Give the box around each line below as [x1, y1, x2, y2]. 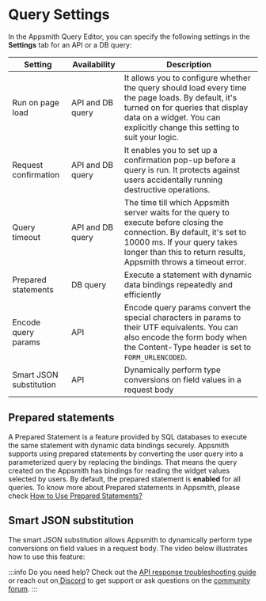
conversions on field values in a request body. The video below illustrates [8, 543, 248, 553]
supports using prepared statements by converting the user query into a [8, 449, 244, 458]
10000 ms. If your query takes [123, 236, 237, 247]
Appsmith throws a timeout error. [123, 256, 247, 267]
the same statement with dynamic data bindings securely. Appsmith [8, 440, 230, 450]
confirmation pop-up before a [123, 154, 236, 165]
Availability [72, 59, 116, 70]
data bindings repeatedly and [123, 279, 234, 290]
